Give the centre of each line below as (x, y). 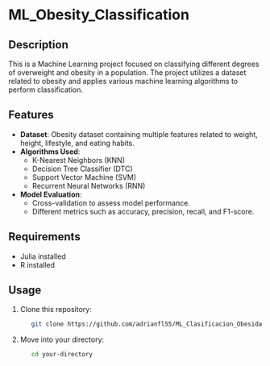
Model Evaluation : (51, 194)
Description (38, 45)
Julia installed (43, 256)
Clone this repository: (56, 310)
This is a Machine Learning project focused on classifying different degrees (134, 64)
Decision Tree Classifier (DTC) (82, 168)
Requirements (44, 237)
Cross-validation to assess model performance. (111, 202)
